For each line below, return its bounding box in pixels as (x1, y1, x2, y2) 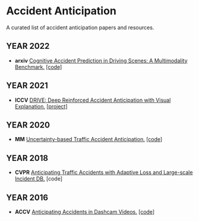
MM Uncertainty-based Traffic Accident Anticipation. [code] (14, 136, 163, 143)
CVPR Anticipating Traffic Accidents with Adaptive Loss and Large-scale (14, 169, 193, 176)
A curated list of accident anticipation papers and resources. (6, 24, 154, 31)
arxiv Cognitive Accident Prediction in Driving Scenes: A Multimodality (14, 57, 188, 64)
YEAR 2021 (6, 80, 49, 91)
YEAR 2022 (6, 41, 50, 51)
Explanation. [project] (14, 102, 68, 110)
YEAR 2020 (6, 120, 50, 130)
